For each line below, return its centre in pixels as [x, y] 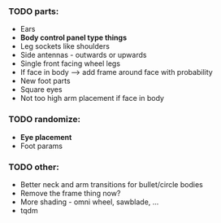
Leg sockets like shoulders [65, 46]
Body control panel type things [74, 37]
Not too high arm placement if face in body [92, 98]
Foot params [41, 146]
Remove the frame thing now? [70, 193]
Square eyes [41, 90]
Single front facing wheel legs [70, 63]
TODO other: [34, 167]
